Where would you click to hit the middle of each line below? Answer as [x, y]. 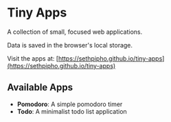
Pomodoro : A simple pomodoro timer [70, 104]
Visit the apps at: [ [33, 58]
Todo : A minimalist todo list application [72, 111]
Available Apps [40, 88]
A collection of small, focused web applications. [75, 32]
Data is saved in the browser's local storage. [70, 45]
